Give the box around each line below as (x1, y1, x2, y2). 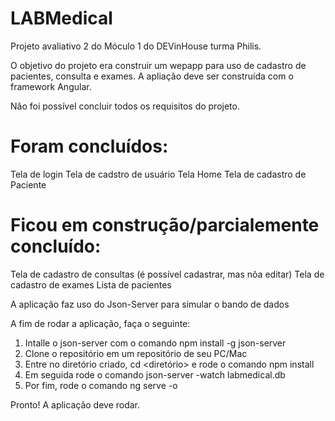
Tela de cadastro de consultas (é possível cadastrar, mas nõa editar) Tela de (10, 268, 325, 280)
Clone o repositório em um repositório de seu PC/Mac (24, 347, 248, 359)
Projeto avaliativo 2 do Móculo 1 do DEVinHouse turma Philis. (10, 40, 262, 52)
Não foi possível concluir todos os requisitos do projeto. (10, 100, 240, 112)
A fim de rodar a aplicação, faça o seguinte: (10, 317, 191, 329)
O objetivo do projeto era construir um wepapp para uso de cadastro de (10, 59, 307, 71)
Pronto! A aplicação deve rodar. (10, 398, 141, 411)
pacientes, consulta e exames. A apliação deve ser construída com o (10, 70, 294, 82)
